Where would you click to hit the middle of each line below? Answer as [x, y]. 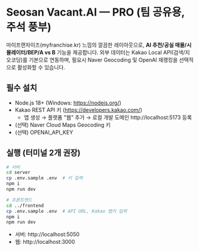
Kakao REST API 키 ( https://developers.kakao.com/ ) [78, 110]
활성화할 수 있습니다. [41, 67]
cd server [19, 173]
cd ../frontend [25, 206]
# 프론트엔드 [19, 200]
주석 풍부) [29, 27]
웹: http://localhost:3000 [45, 242]
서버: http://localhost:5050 [47, 234]
